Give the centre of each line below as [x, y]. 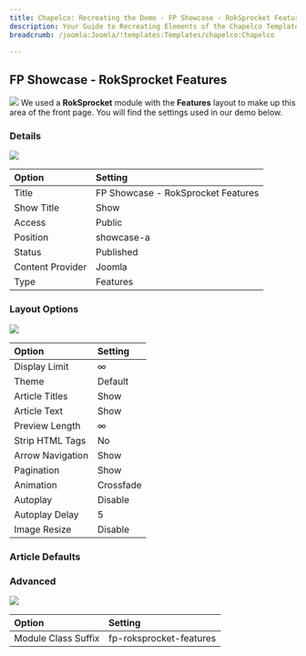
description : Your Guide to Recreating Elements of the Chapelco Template [154, 26]
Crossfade [120, 485]
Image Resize [43, 529]
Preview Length [47, 425]
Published [117, 252]
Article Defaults [45, 557]
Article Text [39, 411]
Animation [36, 485]
